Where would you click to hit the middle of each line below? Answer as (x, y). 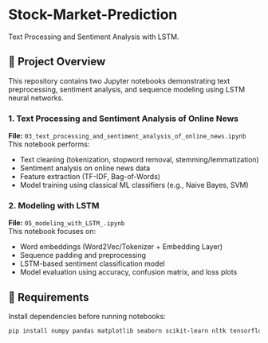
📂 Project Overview (57, 62)
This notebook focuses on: (52, 232)
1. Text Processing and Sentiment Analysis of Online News (124, 119)
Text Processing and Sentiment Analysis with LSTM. (94, 37)
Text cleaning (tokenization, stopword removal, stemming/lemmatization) (139, 160)
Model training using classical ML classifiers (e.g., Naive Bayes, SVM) (134, 185)
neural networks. (36, 98)
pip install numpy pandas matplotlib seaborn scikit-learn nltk (117, 331)
